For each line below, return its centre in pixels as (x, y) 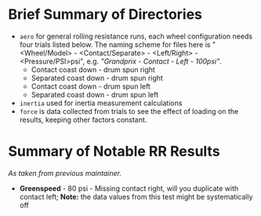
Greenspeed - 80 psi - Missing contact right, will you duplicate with (129, 188)
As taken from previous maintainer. (65, 173)
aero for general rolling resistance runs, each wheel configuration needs (136, 36)
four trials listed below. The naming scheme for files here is (115, 44)
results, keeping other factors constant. (83, 119)
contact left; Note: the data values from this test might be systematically (136, 196)
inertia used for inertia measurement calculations (101, 103)
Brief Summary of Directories (105, 15)
